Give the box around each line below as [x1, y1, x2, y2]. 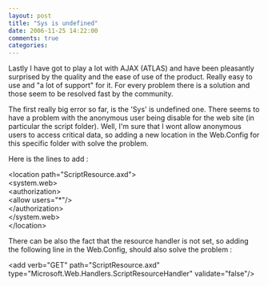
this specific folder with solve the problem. [8, 139, 150, 148]
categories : [8, 42, 48, 50]
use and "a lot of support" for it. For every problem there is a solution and [8, 81, 250, 91]
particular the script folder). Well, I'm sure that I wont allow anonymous [8, 122, 242, 131]
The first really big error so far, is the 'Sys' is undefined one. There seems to [8, 105, 260, 115]
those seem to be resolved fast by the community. [8, 89, 174, 99]
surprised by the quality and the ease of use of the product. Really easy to [8, 72, 254, 82]
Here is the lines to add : [8, 154, 89, 164]
